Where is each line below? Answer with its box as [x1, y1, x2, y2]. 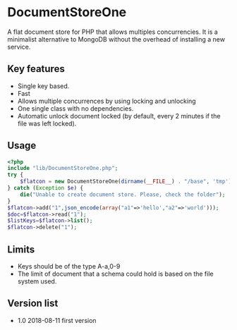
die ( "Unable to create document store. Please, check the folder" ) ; [20, 191, 226, 198]
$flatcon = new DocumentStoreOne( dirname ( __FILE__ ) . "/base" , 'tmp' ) [20, 178, 232, 185]
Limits [7, 243, 35, 255]
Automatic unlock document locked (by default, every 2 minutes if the [17, 111, 221, 120]
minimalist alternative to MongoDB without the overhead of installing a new [7, 35, 226, 43]
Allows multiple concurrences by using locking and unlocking [17, 97, 196, 105]
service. [7, 42, 31, 51]
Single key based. [17, 82, 70, 90]
